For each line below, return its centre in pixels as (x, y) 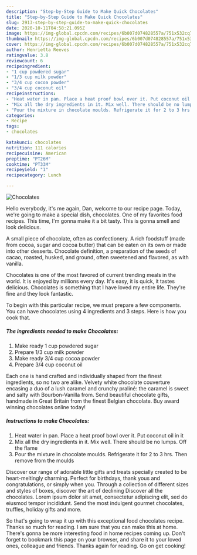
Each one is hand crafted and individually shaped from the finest (84, 376)
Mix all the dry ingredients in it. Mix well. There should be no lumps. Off (101, 442)
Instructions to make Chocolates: (48, 420)
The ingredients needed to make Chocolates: (62, 331)
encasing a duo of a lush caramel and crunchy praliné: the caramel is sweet (97, 388)
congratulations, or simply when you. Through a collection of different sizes (97, 484)
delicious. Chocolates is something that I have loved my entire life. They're (96, 287)
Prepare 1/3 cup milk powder (49, 352)
